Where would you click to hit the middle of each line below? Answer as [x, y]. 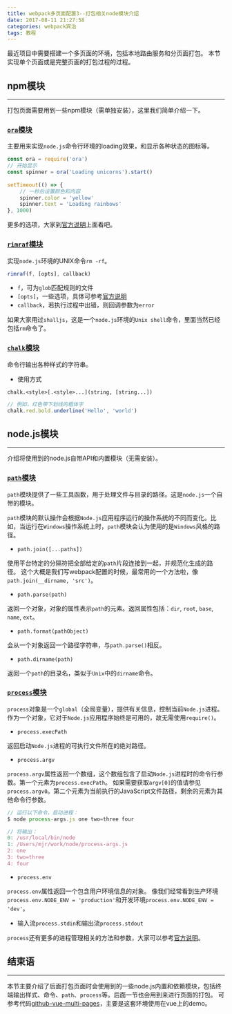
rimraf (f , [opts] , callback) [49, 274]
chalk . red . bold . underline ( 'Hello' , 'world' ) [72, 411]
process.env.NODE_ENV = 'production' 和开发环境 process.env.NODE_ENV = [110, 899]
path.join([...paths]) [50, 549]
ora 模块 [20, 130]
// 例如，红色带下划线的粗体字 [46, 404]
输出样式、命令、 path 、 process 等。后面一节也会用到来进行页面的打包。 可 [118, 995]
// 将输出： [22, 832]
